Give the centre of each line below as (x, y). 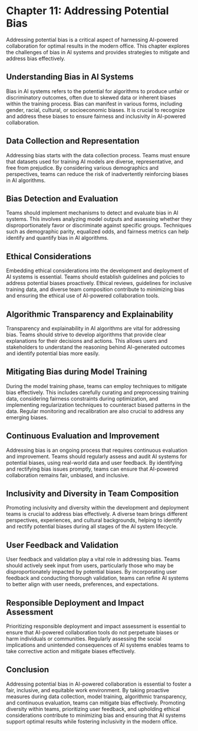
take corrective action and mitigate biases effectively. (71, 651)
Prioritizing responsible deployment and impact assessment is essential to (96, 626)
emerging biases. (27, 417)
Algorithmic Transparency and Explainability (90, 314)
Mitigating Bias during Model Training (77, 372)
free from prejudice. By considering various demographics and (82, 168)
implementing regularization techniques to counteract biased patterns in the (98, 405)
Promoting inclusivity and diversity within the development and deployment (98, 508)
